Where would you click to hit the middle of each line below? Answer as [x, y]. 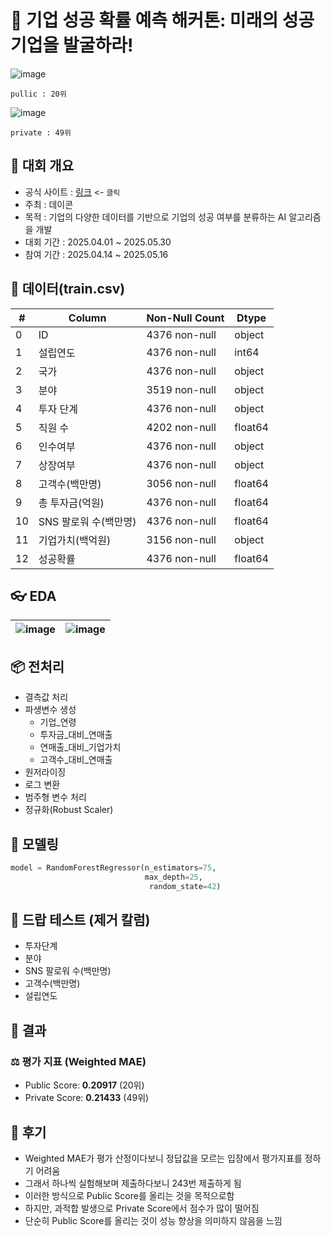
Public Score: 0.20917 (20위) [84, 1085]
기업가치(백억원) [75, 540]
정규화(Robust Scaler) [69, 810]
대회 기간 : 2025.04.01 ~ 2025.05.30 [98, 242]
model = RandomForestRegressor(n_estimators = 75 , [113, 868]
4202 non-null [181, 427]
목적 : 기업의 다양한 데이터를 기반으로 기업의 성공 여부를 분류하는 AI [155, 217]
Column [87, 318]
